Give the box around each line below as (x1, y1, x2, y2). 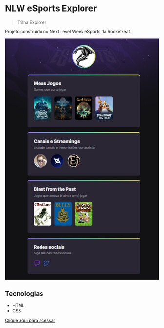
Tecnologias (5, 290, 43, 298)
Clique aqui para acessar (5, 317, 55, 323)
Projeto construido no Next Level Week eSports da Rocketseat (5, 28, 130, 34)
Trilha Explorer (17, 19, 47, 25)
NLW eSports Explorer (5, 3, 97, 14)
